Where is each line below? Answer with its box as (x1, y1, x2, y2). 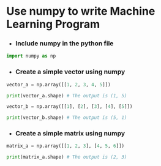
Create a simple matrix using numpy (15, 129, 125, 138)
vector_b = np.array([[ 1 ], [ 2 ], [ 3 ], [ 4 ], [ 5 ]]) (6, 104, 133, 110)
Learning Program (6, 17, 100, 31)
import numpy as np (6, 53, 56, 59)
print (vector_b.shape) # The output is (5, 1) (6, 115, 127, 121)
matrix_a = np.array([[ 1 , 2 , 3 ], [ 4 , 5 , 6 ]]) (6, 143, 124, 149)
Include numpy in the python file (15, 39, 114, 48)
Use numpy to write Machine (6, 4, 155, 18)
